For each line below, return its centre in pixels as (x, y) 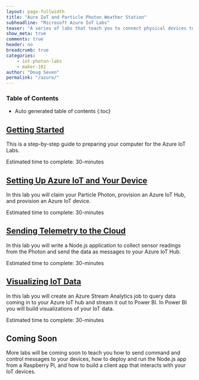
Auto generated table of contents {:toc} (62, 111)
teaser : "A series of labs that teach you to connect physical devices (96, 28)
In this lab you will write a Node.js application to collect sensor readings (94, 245)
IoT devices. (21, 372)
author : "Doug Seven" (33, 72)
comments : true (25, 39)
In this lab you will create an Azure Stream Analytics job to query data (91, 296)
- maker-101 (31, 67)
